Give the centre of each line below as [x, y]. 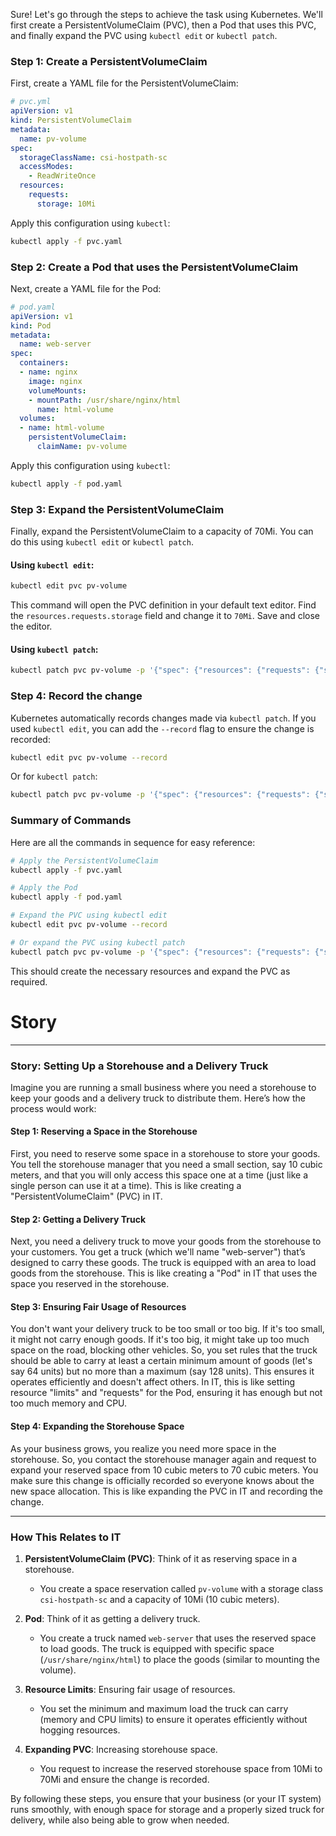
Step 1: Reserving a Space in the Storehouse [104, 1131]
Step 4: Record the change [76, 696]
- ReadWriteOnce [62, 176]
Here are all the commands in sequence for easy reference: [133, 842]
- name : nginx [48, 372]
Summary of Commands [71, 821]
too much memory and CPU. [69, 1403]
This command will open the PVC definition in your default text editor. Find [163, 605]
